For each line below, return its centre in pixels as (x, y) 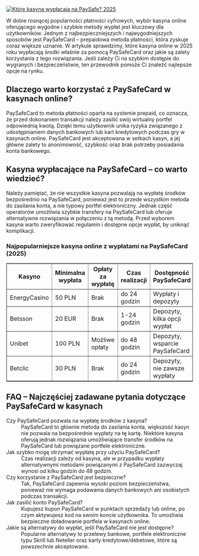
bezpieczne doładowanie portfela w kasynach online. (86, 521)
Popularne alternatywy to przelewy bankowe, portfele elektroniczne (104, 533)
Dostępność (172, 272)
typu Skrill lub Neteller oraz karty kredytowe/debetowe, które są (99, 540)
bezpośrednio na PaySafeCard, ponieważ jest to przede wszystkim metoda (98, 199)
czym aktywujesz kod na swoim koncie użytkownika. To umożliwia (102, 515)
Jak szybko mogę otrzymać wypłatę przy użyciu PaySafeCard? (83, 452)
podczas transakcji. (45, 496)
